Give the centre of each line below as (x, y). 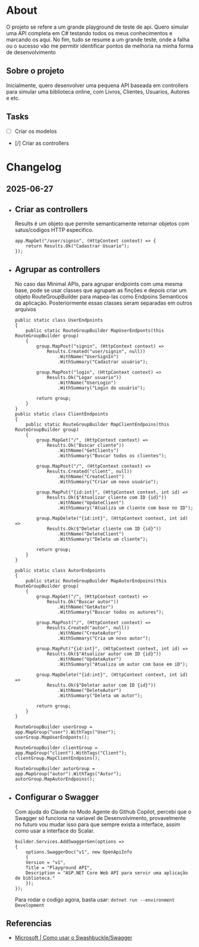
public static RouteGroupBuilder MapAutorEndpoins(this (96, 581)
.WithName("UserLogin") (87, 383)
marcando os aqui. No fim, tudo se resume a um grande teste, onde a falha (98, 39)
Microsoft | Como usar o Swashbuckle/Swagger (73, 938)
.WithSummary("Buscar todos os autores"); (111, 612)
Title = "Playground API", (59, 868)
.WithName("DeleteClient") (91, 534)
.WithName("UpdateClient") (91, 502)
